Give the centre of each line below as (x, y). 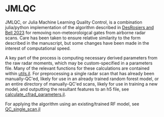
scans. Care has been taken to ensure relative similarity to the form (73, 38)
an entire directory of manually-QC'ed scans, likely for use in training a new (82, 84)
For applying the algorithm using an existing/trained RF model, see (72, 104)
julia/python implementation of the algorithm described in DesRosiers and (80, 27)
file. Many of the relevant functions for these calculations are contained (77, 68)
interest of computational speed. (38, 48)
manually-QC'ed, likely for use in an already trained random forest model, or (82, 79)
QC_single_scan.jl (23, 109)
